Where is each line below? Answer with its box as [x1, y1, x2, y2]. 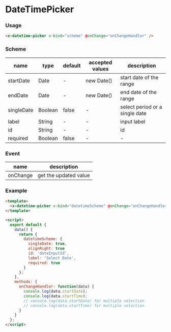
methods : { [14, 279, 38, 284]
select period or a [120, 103, 162, 110]
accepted [89, 59, 112, 66]
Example [5, 187, 27, 194]
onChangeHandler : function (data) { [18, 284, 95, 290]
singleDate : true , [27, 241, 67, 247]
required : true [27, 260, 60, 265]
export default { [10, 222, 47, 227]
